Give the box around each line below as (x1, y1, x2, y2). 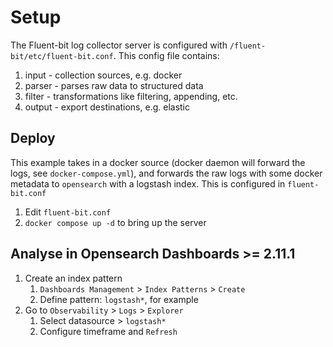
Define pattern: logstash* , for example (39, 293, 199, 305)
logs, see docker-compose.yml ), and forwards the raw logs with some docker (10, 167, 323, 179)
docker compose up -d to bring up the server (24, 216, 207, 228)
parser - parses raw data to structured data (24, 79, 204, 91)
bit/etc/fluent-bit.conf (10, 51, 114, 61)
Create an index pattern (24, 272, 123, 284)
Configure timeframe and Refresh (39, 325, 178, 337)
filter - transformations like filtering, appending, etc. (24, 90, 238, 102)
